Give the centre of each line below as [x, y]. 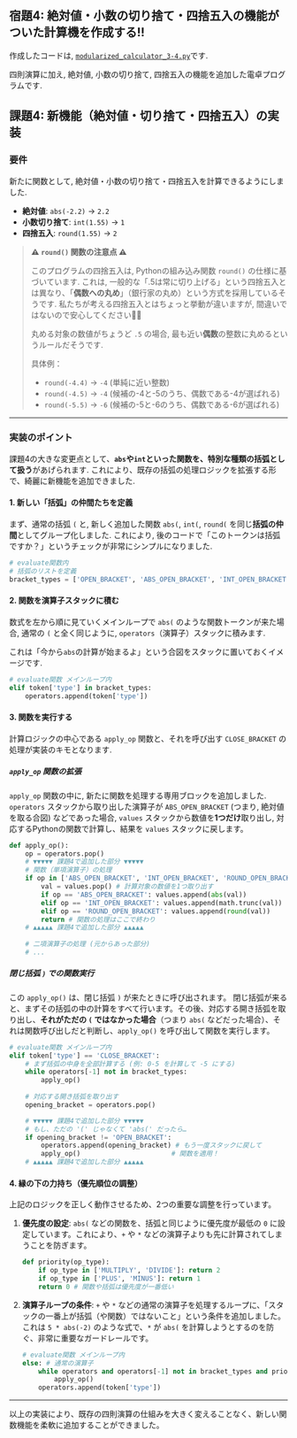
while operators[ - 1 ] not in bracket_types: [107, 1072]
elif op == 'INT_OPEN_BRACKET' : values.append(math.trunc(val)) [162, 903]
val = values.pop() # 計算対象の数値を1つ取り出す [127, 887]
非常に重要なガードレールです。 [95, 1338]
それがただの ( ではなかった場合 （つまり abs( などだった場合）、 [157, 1019]
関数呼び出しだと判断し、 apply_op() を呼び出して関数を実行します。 [149, 1030]
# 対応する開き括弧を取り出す [72, 1097]
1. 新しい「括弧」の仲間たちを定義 [71, 503]
